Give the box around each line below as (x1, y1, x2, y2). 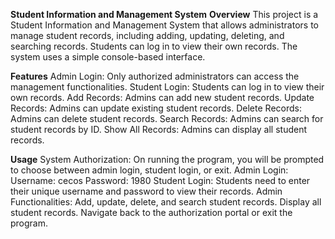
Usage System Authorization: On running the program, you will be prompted (10, 154, 325, 165)
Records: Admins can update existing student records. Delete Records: (10, 102, 302, 114)
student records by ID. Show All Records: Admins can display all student (10, 124, 308, 135)
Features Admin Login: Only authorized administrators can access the (10, 70, 300, 82)
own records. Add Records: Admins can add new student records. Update (10, 92, 315, 103)
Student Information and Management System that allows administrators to (10, 19, 319, 31)
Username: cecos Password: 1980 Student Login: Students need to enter (10, 175, 311, 186)
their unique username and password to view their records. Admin (10, 185, 283, 197)
